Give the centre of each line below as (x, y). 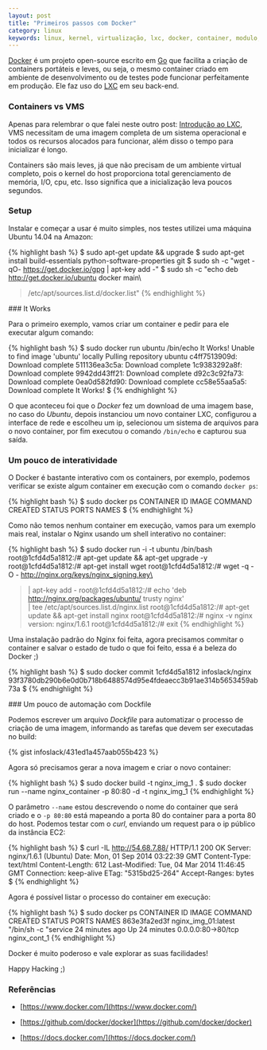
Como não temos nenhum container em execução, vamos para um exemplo (132, 525)
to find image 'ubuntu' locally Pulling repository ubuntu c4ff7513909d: (123, 356)
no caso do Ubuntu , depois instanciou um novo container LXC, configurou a (132, 414)
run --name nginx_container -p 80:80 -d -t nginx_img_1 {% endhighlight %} (131, 792)
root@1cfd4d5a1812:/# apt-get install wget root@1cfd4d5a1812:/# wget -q (129, 566)
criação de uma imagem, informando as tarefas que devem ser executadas (131, 728)
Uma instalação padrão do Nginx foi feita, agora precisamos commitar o (126, 639)
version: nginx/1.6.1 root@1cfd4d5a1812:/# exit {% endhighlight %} (136, 624)
